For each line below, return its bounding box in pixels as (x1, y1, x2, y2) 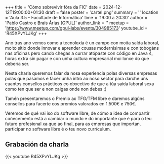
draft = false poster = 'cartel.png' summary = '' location (45, 9, 159, 15)
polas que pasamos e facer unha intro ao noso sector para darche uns (5, 76, 148, 81)
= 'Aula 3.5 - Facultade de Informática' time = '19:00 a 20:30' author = (5, 15, 148, 20)
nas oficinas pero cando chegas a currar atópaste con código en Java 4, (5, 50, 153, 56)
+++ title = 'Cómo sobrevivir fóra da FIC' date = (5, 4, 102, 10)
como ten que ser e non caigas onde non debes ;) (5, 86, 107, 92)
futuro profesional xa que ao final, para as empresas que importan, (5, 121, 141, 127)
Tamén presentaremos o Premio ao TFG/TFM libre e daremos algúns (5, 96, 145, 101)
